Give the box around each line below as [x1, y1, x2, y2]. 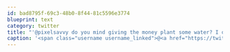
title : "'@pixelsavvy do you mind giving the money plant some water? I [7, 28, 219, 36]
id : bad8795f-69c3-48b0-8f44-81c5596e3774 [7, 9, 130, 17]
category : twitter [7, 22, 60, 29]
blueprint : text [7, 16, 53, 23]
